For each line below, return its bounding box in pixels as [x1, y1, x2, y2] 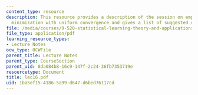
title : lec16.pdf [6, 74, 49, 80]
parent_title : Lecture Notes [6, 53, 78, 58]
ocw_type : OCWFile [6, 47, 51, 53]
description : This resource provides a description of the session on [6, 14, 183, 20]
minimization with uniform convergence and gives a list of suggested [11, 19, 189, 25]
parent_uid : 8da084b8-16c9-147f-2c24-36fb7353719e [6, 63, 133, 70]
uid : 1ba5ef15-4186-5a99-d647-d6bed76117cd [6, 80, 115, 86]
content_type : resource [6, 8, 65, 15]
